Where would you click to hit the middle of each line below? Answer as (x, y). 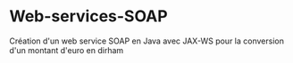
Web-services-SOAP (88, 16)
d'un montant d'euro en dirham (67, 50)
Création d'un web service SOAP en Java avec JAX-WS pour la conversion (146, 41)
